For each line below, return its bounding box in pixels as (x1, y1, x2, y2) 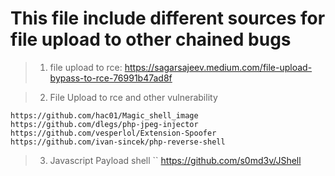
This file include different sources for (10, 7, 326, 30)
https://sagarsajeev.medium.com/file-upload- (124, 61, 313, 73)
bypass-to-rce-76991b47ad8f (49, 72, 173, 84)
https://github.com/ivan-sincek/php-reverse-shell (10, 137, 226, 147)
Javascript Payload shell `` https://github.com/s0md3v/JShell (49, 154, 302, 166)
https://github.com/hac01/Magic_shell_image (10, 110, 199, 121)
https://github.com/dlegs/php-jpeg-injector (10, 119, 199, 129)
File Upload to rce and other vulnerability (49, 91, 218, 103)
